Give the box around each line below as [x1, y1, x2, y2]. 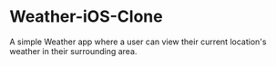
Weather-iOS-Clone [9, 6, 163, 27]
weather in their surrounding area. [9, 45, 138, 56]
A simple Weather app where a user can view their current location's [9, 36, 267, 47]
